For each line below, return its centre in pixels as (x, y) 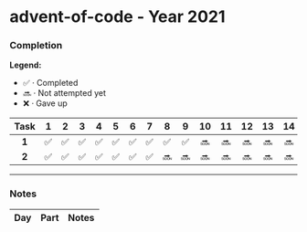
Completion (36, 46)
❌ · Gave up (45, 103)
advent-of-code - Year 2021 (117, 17)
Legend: (26, 65)
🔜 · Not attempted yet (64, 93)
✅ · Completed (50, 83)
